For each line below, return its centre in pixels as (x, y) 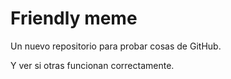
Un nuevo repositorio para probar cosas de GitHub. (116, 46)
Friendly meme (74, 18)
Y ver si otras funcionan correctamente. (92, 65)
